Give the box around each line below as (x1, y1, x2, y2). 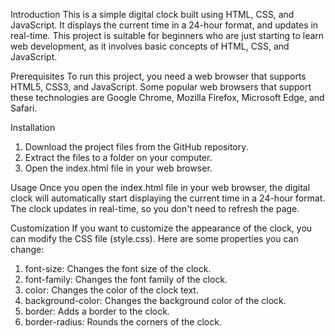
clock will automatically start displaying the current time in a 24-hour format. (10, 192, 326, 204)
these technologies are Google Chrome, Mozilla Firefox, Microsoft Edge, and (10, 92, 325, 103)
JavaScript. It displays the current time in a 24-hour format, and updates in (10, 19, 319, 31)
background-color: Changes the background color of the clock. (24, 295, 287, 306)
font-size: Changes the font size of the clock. (24, 263, 212, 274)
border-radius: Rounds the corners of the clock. (24, 316, 222, 328)
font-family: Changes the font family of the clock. (24, 274, 228, 285)
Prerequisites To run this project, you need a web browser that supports (10, 70, 307, 82)
